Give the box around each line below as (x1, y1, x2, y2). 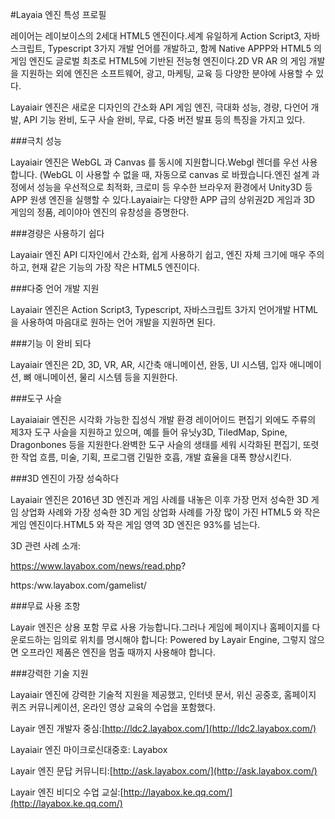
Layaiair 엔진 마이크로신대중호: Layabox (10, 744, 168, 755)
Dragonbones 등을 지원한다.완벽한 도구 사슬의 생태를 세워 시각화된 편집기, (10, 439, 301, 450)
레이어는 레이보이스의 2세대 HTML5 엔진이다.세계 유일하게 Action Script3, (10, 30, 302, 42)
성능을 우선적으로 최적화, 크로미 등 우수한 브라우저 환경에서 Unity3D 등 (36, 181, 313, 193)
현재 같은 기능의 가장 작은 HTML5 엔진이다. (31, 261, 200, 273)
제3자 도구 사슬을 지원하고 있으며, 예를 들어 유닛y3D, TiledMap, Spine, (10, 426, 288, 438)
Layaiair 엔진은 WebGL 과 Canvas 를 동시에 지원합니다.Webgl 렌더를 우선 (10, 156, 300, 168)
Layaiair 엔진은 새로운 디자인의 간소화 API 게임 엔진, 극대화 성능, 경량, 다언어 (10, 101, 309, 113)
